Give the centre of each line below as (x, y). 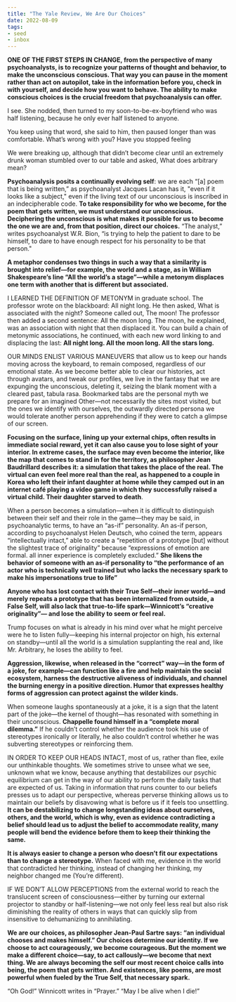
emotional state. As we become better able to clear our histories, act (106, 371)
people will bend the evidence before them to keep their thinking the (109, 832)
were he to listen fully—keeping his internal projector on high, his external (114, 635)
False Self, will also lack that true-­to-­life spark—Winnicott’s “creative (111, 606)
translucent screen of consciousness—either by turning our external (106, 897)
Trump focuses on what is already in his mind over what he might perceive (115, 627)
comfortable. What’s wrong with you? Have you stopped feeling (99, 139)
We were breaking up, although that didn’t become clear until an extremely (115, 153)
